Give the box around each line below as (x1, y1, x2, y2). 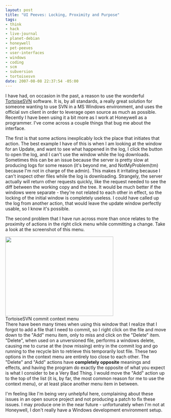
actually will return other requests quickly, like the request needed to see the (5, 178, 166, 184)
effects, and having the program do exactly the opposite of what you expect (5, 364, 165, 371)
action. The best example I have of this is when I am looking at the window (5, 140, 162, 146)
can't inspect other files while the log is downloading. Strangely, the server (5, 173, 163, 179)
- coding (5, 60, 24, 65)
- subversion (5, 69, 33, 75)
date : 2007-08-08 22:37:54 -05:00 (5, 79, 79, 84)
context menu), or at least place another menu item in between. (5, 381, 139, 387)
